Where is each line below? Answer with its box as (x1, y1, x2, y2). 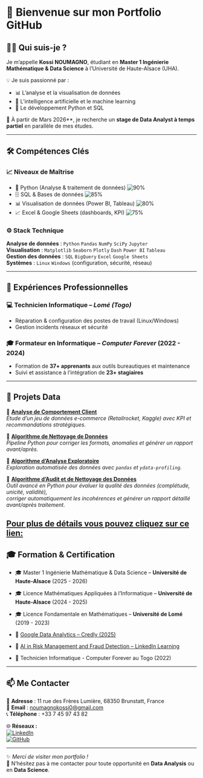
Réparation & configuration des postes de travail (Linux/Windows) (14, 317, 179, 324)
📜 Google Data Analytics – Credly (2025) (14, 630, 116, 638)
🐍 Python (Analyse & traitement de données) (14, 184, 126, 191)
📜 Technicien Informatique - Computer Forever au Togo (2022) (14, 654, 172, 661)
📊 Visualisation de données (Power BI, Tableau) (14, 200, 135, 207)
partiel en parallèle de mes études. (6, 122, 94, 129)
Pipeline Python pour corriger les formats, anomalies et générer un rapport (6, 439, 193, 446)
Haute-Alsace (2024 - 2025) (14, 598, 88, 606)
